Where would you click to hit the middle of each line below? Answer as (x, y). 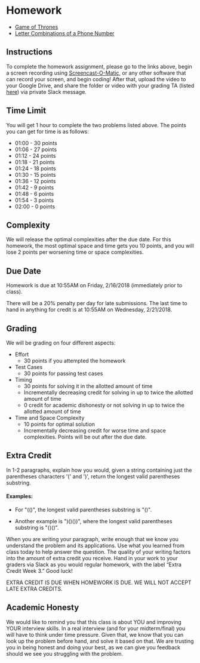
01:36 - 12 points (35, 181)
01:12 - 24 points (35, 155)
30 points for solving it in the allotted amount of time (88, 386)
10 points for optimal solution (59, 424)
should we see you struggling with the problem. (65, 653)
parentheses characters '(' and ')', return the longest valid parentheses (93, 476)
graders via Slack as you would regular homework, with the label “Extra (94, 564)
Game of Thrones (36, 27)
